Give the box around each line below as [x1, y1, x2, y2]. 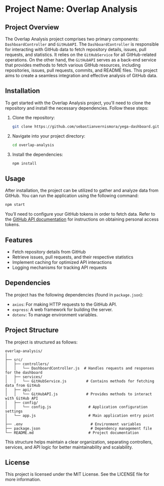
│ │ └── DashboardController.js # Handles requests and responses [5, 366, 154, 371]
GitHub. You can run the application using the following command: [5, 193, 139, 199]
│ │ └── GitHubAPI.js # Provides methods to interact [5, 392, 152, 397]
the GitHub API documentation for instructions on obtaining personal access [5, 216, 159, 222]
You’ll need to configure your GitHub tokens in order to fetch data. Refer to [5, 211, 156, 217]
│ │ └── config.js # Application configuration [5, 404, 148, 409]
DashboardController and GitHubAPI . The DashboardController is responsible [5, 41, 159, 47]
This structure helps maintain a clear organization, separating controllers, [5, 439, 153, 445]
